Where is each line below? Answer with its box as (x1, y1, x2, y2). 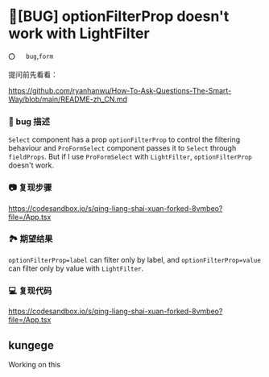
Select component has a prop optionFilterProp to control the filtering (8, 135, 241, 144)
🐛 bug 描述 (8, 116, 51, 127)
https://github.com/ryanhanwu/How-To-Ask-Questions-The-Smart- (8, 85, 232, 95)
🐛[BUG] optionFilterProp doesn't (8, 7, 230, 26)
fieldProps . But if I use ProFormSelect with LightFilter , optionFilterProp (8, 152, 252, 162)
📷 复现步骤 (8, 182, 52, 193)
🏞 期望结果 (8, 234, 53, 245)
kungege (8, 338, 54, 352)
